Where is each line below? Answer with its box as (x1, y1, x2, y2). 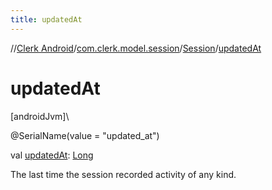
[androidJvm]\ (10, 110, 70, 122)
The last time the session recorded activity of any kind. (10, 168, 237, 180)
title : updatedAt (10, 14, 83, 25)
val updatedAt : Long (10, 149, 94, 161)
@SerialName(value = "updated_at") (10, 129, 160, 141)
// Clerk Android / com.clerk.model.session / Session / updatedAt (10, 42, 262, 54)
